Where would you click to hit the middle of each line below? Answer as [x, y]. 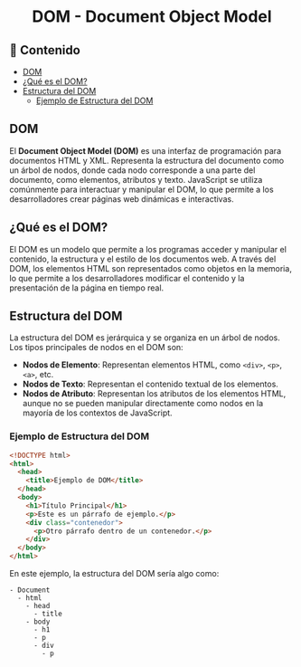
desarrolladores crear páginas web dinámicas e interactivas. [122, 199]
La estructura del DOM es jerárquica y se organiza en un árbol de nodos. [145, 338]
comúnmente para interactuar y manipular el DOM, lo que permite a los [141, 189]
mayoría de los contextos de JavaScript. [98, 413]
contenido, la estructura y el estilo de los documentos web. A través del [143, 259]
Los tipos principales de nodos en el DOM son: [96, 348]
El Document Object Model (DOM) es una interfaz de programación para [146, 150]
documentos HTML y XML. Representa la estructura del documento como [147, 160]
